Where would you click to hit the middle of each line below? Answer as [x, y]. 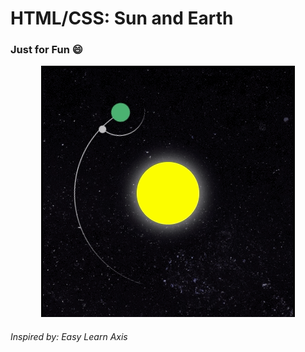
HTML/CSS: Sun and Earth [122, 18]
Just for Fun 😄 [46, 50]
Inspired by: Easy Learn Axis [69, 337]
